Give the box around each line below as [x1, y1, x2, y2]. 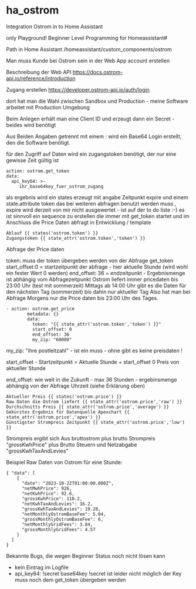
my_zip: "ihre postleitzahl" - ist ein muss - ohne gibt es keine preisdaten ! [6, 347, 183, 354]
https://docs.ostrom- [72, 68, 123, 75]
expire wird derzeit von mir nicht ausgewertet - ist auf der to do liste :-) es [6, 206, 185, 213]
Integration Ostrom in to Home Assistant [6, 23, 103, 30]
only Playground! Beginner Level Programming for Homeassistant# [6, 34, 167, 41]
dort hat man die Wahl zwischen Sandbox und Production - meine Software [6, 98, 188, 105]
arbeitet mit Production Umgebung [6, 103, 90, 111]
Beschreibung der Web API [6, 68, 72, 75]
